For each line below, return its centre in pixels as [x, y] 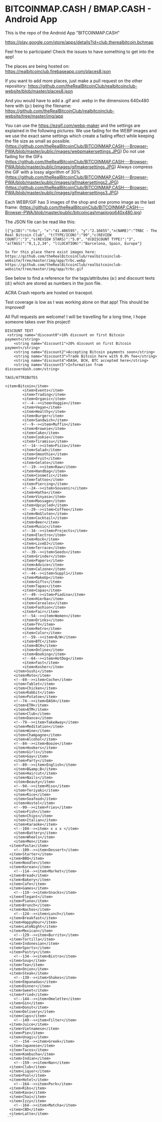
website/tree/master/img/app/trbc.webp [45, 260]
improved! [15, 307]
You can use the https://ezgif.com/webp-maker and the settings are [73, 125]
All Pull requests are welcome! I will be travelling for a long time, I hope [76, 317]
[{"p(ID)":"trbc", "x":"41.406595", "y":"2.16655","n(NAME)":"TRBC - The [81, 231]
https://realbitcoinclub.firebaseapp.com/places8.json [58, 71]
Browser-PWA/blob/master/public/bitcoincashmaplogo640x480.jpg [73, 212]
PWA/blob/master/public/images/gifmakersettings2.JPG [61, 182]
